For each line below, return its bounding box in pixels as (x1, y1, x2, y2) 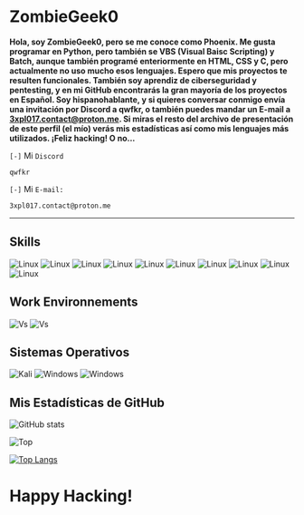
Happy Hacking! (9, 486, 133, 507)
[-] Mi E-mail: (9, 183, 64, 194)
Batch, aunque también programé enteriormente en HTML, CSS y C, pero (9, 55, 289, 66)
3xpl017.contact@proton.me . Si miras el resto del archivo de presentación (9, 113, 294, 124)
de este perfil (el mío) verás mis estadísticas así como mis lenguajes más (9, 122, 290, 133)
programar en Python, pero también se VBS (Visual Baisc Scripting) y (9, 45, 275, 56)
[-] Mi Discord (9, 150, 64, 160)
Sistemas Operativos (9, 345, 129, 360)
